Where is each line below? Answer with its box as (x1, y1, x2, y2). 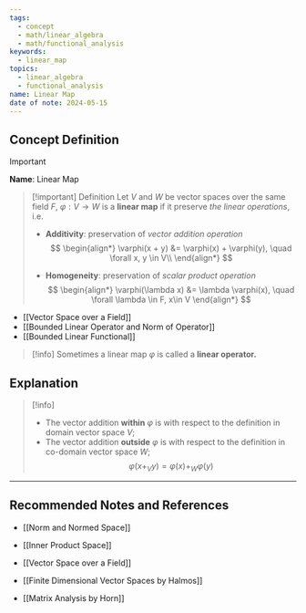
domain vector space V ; (45, 427, 136, 438)
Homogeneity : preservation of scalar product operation (45, 270, 257, 281)
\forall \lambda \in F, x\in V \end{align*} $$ (90, 294, 251, 306)
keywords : (9, 47, 47, 57)
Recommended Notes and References (9, 498, 229, 514)
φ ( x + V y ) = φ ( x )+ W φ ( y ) (128, 461, 214, 473)
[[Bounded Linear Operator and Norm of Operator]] (22, 321, 216, 333)
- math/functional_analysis (17, 38, 125, 48)
